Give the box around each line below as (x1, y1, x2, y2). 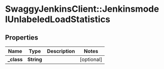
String (27, 56, 42, 63)
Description (46, 48, 75, 54)
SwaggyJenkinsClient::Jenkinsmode (5, 3, 159, 15)
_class (7, 56, 23, 63)
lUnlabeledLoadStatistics (5, 14, 111, 25)
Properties (5, 33, 38, 42)
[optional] (79, 56, 102, 63)
